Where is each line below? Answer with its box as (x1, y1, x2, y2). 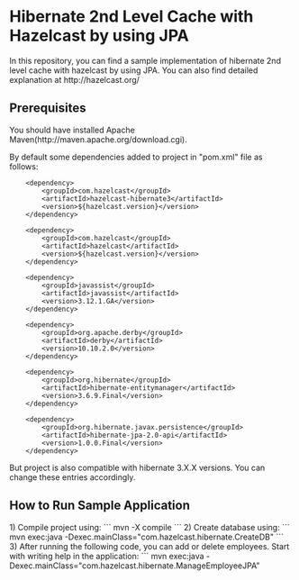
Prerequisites (9, 101, 86, 116)
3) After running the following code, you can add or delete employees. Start (9, 540, 290, 551)
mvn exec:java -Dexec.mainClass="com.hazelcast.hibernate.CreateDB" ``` (9, 531, 284, 542)
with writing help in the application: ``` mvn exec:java (9, 550, 204, 561)
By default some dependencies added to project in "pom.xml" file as (9, 151, 263, 162)
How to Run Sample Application (9, 498, 191, 513)
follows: (9, 160, 39, 172)
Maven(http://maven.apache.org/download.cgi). (9, 133, 187, 145)
